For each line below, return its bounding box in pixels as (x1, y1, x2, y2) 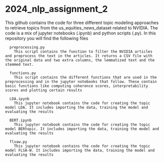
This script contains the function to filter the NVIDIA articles (14, 49, 153, 54)
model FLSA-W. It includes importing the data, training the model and (5, 148, 155, 153)
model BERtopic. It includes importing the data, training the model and (5, 126, 160, 131)
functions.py (9, 70, 36, 76)
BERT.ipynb (9, 118, 32, 123)
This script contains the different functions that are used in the (14, 75, 157, 80)
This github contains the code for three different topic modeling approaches (5, 20, 159, 26)
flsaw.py (9, 139, 27, 144)
